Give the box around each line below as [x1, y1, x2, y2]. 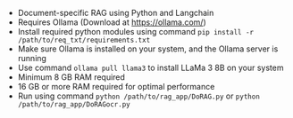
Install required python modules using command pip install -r [17, 27, 255, 36]
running [17, 53, 47, 63]
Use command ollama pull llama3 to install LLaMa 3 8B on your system [17, 62, 284, 73]
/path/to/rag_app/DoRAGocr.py [17, 100, 131, 109]
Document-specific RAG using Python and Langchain [17, 8, 214, 18]
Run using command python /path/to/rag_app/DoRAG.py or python [17, 90, 261, 101]
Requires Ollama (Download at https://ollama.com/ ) [17, 17, 207, 28]
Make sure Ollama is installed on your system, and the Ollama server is [17, 43, 279, 54]
